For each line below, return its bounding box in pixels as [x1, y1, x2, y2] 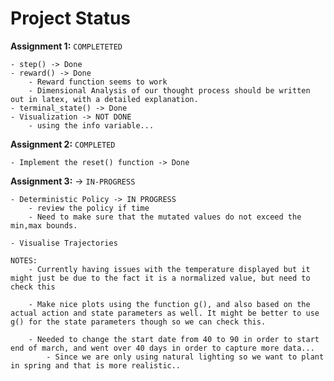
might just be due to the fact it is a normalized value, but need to [10, 273, 311, 283]
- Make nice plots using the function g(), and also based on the [28, 299, 311, 309]
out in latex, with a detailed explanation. [10, 94, 199, 104]
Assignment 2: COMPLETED [10, 138, 116, 150]
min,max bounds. [10, 220, 78, 231]
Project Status [10, 7, 132, 30]
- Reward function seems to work [28, 77, 168, 87]
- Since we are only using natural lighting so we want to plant [46, 352, 325, 362]
